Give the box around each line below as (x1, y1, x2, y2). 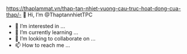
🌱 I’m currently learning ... (14, 29, 79, 36)
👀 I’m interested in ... (14, 23, 66, 29)
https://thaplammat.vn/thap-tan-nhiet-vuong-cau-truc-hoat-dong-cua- (6, 5, 181, 12)
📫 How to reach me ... (14, 42, 70, 49)
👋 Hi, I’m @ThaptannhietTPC (23, 11, 93, 18)
